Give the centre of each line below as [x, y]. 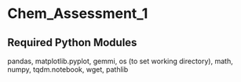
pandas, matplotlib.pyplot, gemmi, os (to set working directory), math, [120, 61]
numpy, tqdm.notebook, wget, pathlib [68, 70]
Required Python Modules [72, 43]
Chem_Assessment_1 [78, 14]
